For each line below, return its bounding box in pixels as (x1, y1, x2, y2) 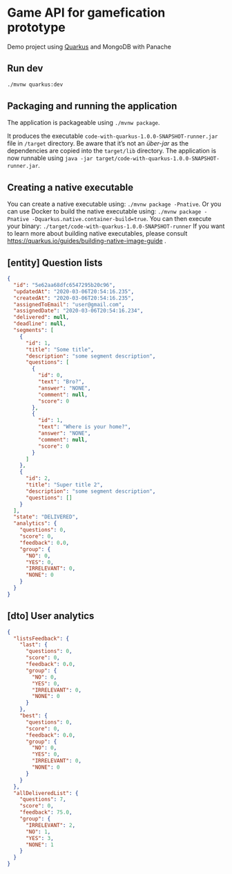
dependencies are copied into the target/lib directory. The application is (7, 147, 216, 155)
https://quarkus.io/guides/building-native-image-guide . (7, 237, 167, 245)
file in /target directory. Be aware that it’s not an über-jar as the (7, 139, 188, 148)
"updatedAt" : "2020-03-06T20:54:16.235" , (13, 288, 135, 295)
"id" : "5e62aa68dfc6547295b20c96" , (13, 281, 116, 288)
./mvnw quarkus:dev (7, 81, 64, 88)
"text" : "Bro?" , (37, 378, 85, 385)
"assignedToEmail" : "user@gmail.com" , (13, 301, 126, 308)
